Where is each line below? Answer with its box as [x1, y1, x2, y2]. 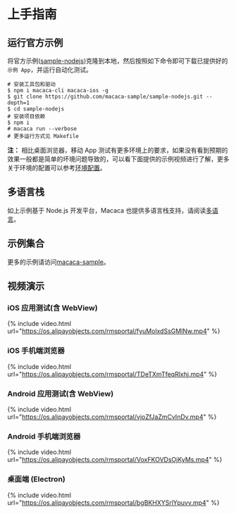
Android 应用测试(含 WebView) [7, 389, 114, 399]
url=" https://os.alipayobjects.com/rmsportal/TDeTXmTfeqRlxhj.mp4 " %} [7, 370, 217, 378]
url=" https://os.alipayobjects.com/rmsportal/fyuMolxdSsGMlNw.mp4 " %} [7, 327, 221, 335]
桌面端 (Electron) [7, 475, 66, 484]
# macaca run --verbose [7, 125, 77, 132]
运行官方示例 [7, 37, 63, 49]
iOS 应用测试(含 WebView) [7, 303, 98, 313]
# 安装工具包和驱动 [7, 81, 56, 88]
